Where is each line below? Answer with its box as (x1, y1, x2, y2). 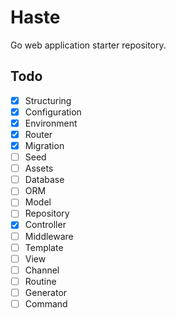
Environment (24, 117, 78, 129)
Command (24, 297, 68, 310)
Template (24, 241, 64, 253)
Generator (24, 286, 68, 298)
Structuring (24, 94, 72, 106)
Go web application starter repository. (10, 39, 167, 51)
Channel (24, 264, 60, 276)
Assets (24, 162, 54, 175)
